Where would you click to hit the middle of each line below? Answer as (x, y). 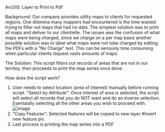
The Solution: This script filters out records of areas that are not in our (77, 63)
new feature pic (28, 119)
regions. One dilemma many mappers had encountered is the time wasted (81, 22)
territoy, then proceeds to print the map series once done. (64, 68)
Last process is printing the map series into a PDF (63, 124)
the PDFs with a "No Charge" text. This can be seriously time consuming (79, 48)
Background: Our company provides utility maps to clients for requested (79, 17)
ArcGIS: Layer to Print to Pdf (34, 7)
